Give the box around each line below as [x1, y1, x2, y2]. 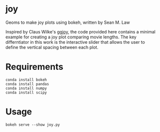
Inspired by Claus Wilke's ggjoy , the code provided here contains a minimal [5, 29, 156, 34]
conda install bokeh [5, 77, 48, 82]
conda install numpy [5, 86, 48, 91]
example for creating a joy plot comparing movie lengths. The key [5, 34, 137, 40]
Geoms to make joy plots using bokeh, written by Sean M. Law [5, 19, 130, 25]
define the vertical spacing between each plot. [5, 44, 98, 50]
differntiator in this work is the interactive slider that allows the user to [5, 39, 145, 45]
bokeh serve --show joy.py [5, 122, 60, 127]
